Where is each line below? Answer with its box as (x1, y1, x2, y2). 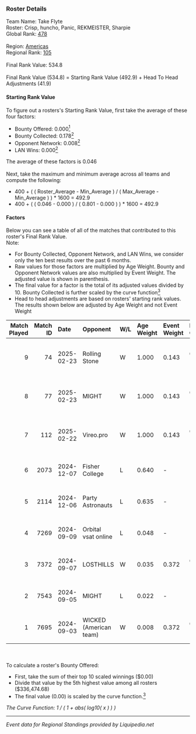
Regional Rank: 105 (6, 49, 52, 56)
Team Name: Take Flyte (6, 18, 63, 25)
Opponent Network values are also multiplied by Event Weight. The (14, 269, 176, 276)
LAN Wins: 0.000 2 (14, 146, 58, 154)
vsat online (82, 532, 113, 540)
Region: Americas (6, 43, 48, 50)
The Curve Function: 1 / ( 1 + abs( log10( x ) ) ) (6, 704, 116, 711)
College (82, 469, 104, 478)
